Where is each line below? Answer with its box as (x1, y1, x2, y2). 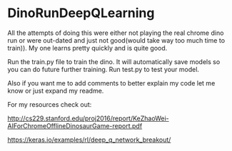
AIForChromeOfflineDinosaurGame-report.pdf (7, 121, 143, 130)
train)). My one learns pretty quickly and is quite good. (7, 43, 168, 52)
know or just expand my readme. (7, 86, 104, 95)
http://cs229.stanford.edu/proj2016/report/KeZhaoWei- (7, 114, 169, 123)
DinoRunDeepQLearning (7, 5, 155, 21)
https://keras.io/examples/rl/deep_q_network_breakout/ (7, 135, 171, 144)
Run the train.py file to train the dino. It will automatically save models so (7, 57, 221, 66)
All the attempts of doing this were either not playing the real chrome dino (7, 28, 224, 37)
